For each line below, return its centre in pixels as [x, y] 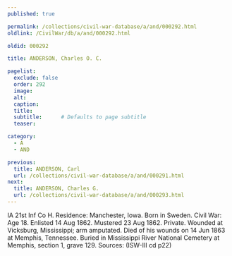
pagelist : [22, 71]
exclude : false [36, 78]
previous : [22, 162]
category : [22, 137]
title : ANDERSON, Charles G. [56, 189]
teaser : [25, 124]
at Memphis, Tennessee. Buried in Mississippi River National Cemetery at [114, 238]
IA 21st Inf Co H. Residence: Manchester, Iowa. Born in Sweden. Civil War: [115, 215]
